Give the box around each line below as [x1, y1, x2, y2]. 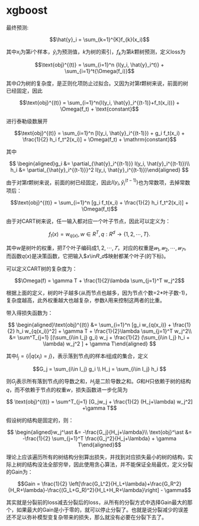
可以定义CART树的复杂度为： [6, 265, 78, 272]
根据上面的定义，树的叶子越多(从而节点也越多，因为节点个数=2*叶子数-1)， [6, 289, 191, 297]
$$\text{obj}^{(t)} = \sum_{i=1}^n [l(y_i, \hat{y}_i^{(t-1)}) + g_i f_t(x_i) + [14, 129, 185, 137]
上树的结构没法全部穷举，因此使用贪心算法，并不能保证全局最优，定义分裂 [11, 461, 193, 468]
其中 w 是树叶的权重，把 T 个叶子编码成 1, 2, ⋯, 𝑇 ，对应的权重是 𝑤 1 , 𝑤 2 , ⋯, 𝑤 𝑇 [6, 244, 185, 253]
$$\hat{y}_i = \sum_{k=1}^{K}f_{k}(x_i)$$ [49, 36, 150, 43]
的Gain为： [6, 468, 33, 475]
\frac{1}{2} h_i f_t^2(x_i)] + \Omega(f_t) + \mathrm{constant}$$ [23, 136, 176, 143]
